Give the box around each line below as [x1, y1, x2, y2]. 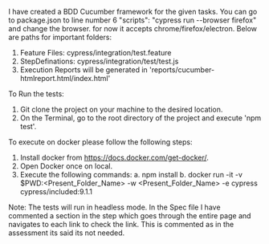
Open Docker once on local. [19, 161, 113, 171]
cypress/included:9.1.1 [19, 187, 93, 196]
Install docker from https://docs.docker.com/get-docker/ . [19, 152, 209, 162]
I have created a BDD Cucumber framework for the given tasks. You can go [8, 7, 258, 16]
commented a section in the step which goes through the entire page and [8, 211, 251, 220]
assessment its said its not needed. [8, 228, 125, 238]
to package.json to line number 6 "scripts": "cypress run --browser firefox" [8, 15, 257, 25]
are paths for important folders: [8, 32, 112, 42]
